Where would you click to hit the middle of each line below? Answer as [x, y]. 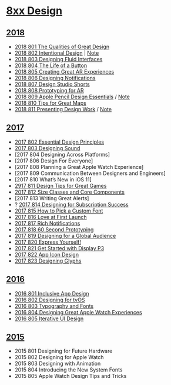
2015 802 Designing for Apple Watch [59, 357]
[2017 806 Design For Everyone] [54, 161]
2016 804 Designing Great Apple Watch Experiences [78, 312]
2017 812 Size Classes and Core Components [70, 192]
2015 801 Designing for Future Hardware [63, 351]
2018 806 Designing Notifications [55, 78]
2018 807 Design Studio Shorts [52, 84]
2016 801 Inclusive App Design [52, 293]
